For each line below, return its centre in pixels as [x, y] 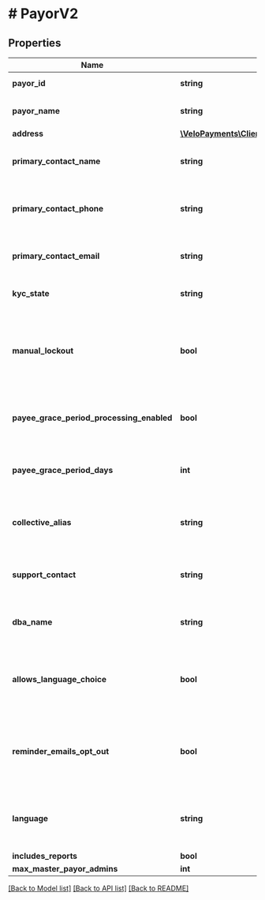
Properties [35, 43]
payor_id [29, 83]
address [28, 133]
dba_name [32, 622]
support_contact [44, 575]
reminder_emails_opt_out [60, 751]
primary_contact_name [56, 161]
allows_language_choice [59, 679]
